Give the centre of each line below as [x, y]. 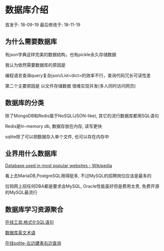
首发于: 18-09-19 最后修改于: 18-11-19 [43, 25]
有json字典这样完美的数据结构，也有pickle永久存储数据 [61, 54]
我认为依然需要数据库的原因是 [35, 65]
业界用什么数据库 [31, 153]
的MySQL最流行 [21, 192]
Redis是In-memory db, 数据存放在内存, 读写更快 [54, 126]
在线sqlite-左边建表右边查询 [33, 243]
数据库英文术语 [20, 233]
